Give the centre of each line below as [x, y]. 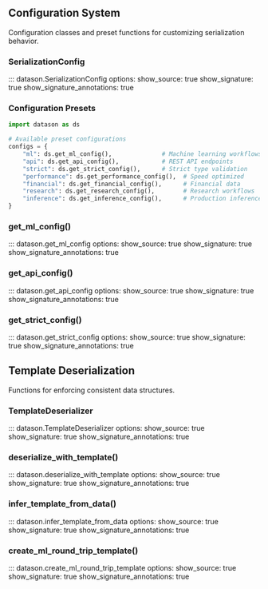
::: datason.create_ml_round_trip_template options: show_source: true [122, 567]
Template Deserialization [72, 371]
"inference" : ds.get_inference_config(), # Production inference [142, 199]
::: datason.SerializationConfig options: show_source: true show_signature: [131, 79]
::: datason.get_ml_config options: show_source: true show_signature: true [130, 244]
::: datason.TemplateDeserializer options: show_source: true [106, 428]
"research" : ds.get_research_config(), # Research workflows [139, 191]
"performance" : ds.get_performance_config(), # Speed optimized [134, 176]
